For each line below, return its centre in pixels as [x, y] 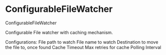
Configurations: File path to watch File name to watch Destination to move [82, 42]
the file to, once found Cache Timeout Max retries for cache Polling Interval [83, 47]
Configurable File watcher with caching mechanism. [59, 32]
